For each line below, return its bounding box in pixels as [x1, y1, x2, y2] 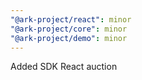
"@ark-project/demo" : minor [10, 33, 128, 43]
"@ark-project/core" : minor [10, 24, 128, 34]
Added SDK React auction [10, 61, 118, 73]
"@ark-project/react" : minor [10, 14, 132, 25]
